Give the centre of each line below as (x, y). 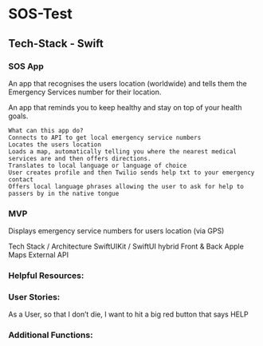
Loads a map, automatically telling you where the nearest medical (123, 151)
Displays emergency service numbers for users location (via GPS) (116, 231)
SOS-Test (41, 14)
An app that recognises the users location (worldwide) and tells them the (128, 83)
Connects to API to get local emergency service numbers (105, 137)
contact (21, 179)
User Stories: (34, 297)
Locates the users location (55, 145)
